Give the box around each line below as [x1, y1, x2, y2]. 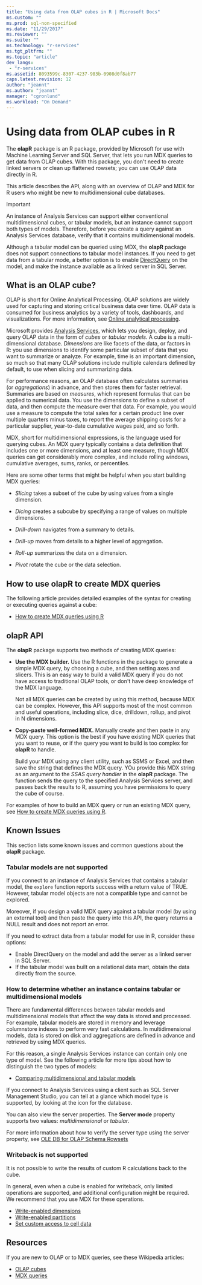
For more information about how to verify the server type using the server [6, 1129, 190, 1136]
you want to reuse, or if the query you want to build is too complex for [14, 739, 189, 747]
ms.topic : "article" [6, 54, 58, 60]
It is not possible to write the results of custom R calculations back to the [6, 1164, 187, 1171]
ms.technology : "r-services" [6, 43, 80, 49]
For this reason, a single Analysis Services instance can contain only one [6, 1050, 188, 1058]
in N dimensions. [14, 715, 57, 722]
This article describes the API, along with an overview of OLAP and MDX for [6, 182, 195, 189]
